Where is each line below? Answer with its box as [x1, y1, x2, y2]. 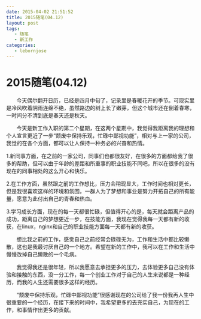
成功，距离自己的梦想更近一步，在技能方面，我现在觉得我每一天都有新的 [6, 215, 184, 222]
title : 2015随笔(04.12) [6, 14, 64, 20]
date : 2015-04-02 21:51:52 [6, 8, 74, 15]
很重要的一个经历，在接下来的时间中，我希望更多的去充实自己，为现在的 [6, 299, 184, 306]
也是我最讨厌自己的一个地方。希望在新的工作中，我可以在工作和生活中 [22, 243, 195, 250]
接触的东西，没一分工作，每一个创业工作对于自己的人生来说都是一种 [16, 271, 184, 278]
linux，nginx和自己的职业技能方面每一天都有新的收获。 [22, 223, 157, 230]
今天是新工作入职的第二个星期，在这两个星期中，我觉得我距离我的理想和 [16, 124, 195, 132]
